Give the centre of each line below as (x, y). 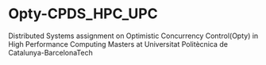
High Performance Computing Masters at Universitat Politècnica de (118, 44)
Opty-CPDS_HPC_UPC (83, 14)
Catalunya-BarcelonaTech (50, 52)
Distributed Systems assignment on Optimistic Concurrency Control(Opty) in (133, 36)
